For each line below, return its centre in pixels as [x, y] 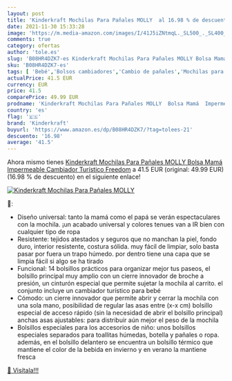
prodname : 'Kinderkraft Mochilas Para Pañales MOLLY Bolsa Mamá [103, 104]
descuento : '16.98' [35, 136]
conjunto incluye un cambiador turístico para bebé [89, 291]
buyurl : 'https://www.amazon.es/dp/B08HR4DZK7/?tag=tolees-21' [100, 130]
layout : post [26, 14]
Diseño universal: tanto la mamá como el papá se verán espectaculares [119, 217]
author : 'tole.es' [33, 53]
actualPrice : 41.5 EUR [40, 78]
